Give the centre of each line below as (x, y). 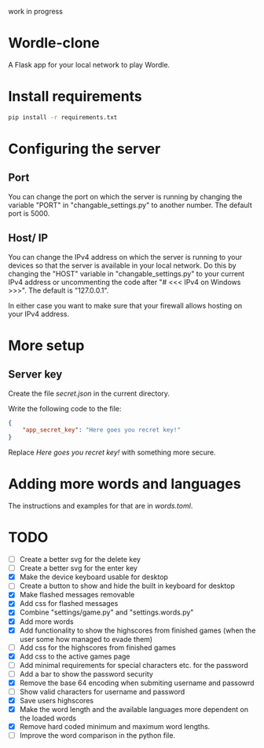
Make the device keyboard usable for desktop (94, 577)
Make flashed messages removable (77, 595)
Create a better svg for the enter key (78, 568)
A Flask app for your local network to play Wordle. (89, 64)
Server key (35, 375)
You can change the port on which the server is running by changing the (125, 196)
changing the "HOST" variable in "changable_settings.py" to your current (126, 273)
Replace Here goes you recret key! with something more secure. (112, 452)
